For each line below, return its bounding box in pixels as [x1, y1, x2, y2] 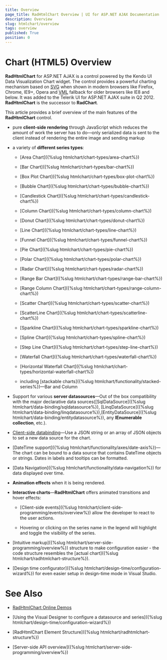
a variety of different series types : [12, 144, 84, 150]
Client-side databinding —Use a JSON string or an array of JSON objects [12, 430, 162, 436]
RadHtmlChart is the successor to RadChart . [5, 99, 98, 105]
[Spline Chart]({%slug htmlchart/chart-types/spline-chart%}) [19, 334, 146, 340]
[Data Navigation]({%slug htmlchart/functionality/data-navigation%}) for [12, 464, 161, 470]
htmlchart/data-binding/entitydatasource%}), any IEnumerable [12, 415, 142, 421]
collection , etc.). [12, 420, 47, 426]
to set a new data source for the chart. [12, 435, 91, 440]
